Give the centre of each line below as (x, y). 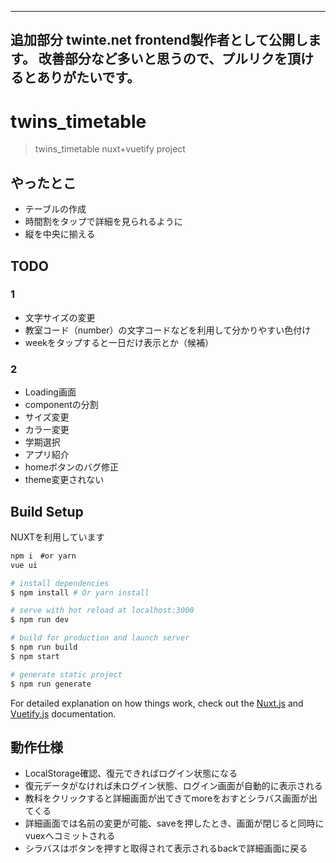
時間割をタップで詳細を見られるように (103, 222)
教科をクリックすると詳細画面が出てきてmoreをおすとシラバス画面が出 (171, 798)
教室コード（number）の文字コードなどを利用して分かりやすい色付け (168, 330)
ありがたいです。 (88, 77)
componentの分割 (61, 405)
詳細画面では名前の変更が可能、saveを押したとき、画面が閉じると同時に (174, 823)
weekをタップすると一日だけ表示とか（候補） (119, 342)
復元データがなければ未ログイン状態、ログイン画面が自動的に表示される (173, 786)
